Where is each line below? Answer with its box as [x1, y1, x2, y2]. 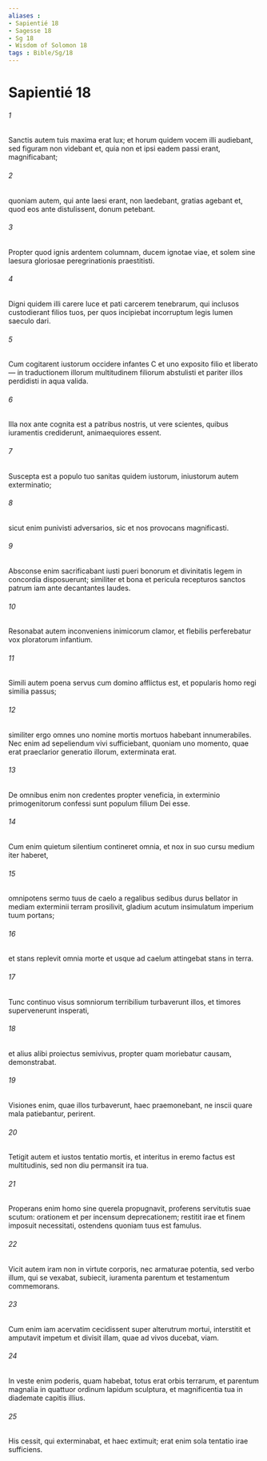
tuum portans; [8, 911, 55, 921]
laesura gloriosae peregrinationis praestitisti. [8, 256, 155, 265]
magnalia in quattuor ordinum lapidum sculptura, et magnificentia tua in [8, 1385, 243, 1394]
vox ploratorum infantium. [8, 635, 94, 645]
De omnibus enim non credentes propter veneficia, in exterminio [8, 790, 221, 799]
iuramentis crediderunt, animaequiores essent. [8, 428, 162, 438]
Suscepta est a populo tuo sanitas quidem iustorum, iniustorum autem [8, 471, 239, 481]
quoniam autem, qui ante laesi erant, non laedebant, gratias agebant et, [8, 196, 244, 205]
